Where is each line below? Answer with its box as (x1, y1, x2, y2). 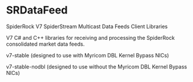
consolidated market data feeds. (6, 40, 85, 47)
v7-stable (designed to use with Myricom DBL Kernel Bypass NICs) (6, 52, 169, 59)
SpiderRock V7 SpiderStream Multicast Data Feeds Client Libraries (6, 23, 168, 30)
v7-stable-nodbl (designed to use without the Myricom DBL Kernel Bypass (6, 63, 187, 70)
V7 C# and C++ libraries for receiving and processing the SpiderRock (6, 34, 175, 41)
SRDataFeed (6, 4, 68, 17)
